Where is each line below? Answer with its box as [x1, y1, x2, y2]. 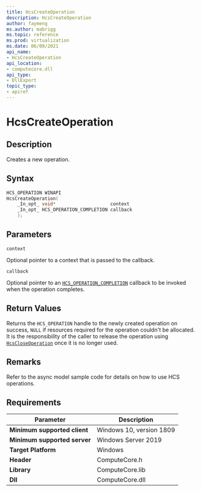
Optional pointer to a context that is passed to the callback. [6, 256, 155, 263]
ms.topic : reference [6, 32, 59, 38]
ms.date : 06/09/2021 [6, 44, 59, 50]
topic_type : [6, 83, 37, 89]
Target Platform [9, 445, 56, 454]
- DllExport [6, 77, 37, 83]
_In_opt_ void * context [17, 201, 130, 207]
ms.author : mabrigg [6, 26, 56, 32]
